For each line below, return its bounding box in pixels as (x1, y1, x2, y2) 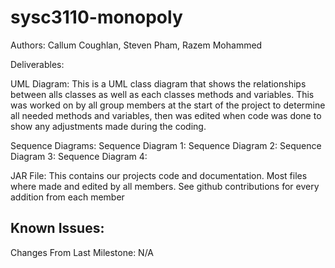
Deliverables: (10, 58, 65, 70)
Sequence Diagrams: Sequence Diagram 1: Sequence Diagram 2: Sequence (10, 139, 322, 151)
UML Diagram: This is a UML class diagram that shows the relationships (10, 77, 307, 90)
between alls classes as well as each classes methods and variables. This (10, 88, 315, 100)
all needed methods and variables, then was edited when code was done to (10, 109, 322, 121)
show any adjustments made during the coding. (10, 120, 207, 132)
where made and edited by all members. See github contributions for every (10, 180, 320, 192)
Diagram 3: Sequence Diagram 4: (10, 150, 148, 162)
